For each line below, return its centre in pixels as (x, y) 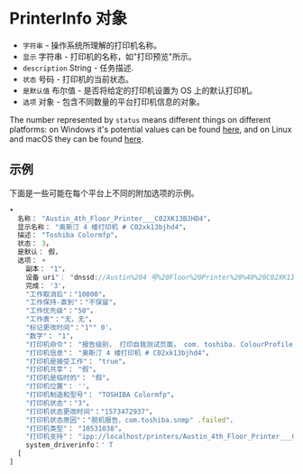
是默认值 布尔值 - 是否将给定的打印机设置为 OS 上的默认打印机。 (140, 90)
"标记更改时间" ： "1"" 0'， (71, 328)
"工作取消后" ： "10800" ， (68, 294)
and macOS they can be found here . (77, 139)
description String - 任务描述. (78, 68)
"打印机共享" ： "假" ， (63, 370)
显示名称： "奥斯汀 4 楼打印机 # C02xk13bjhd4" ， (104, 227)
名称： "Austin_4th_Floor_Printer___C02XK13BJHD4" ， (116, 218)
